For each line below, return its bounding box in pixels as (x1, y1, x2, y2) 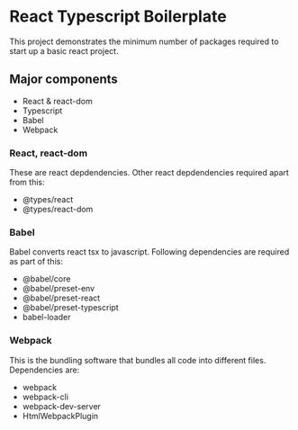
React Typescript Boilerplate (9, 6, 227, 27)
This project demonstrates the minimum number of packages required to (9, 36, 279, 47)
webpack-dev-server (22, 400, 102, 411)
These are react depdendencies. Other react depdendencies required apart (9, 167, 290, 178)
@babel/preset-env (22, 283, 95, 294)
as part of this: (9, 256, 63, 267)
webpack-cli (22, 391, 69, 402)
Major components (9, 72, 119, 87)
